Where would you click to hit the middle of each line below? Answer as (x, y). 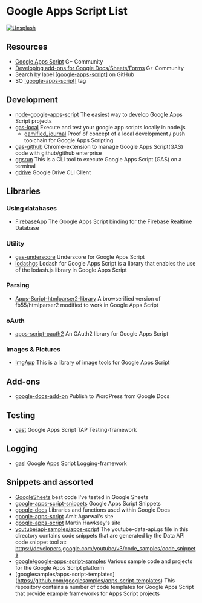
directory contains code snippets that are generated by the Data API (100, 535)
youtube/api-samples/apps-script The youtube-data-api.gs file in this (102, 529)
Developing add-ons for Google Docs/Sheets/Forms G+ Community (99, 68)
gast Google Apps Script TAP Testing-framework (76, 430)
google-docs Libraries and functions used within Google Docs (93, 510)
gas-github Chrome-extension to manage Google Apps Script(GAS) (99, 146)
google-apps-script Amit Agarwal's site (64, 516)
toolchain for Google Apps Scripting (69, 140)
